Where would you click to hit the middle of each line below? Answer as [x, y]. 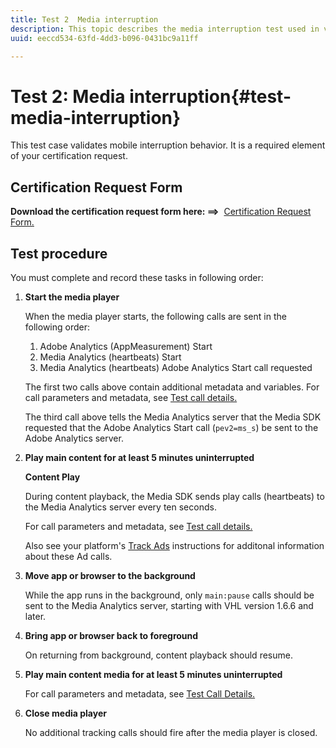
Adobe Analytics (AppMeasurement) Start [126, 346]
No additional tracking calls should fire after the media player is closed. [171, 732]
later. [35, 616]
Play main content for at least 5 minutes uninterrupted [139, 457]
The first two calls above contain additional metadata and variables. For [172, 387]
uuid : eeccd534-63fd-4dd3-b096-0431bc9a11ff [104, 38]
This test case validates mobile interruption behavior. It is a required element [168, 145]
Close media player [65, 713]
